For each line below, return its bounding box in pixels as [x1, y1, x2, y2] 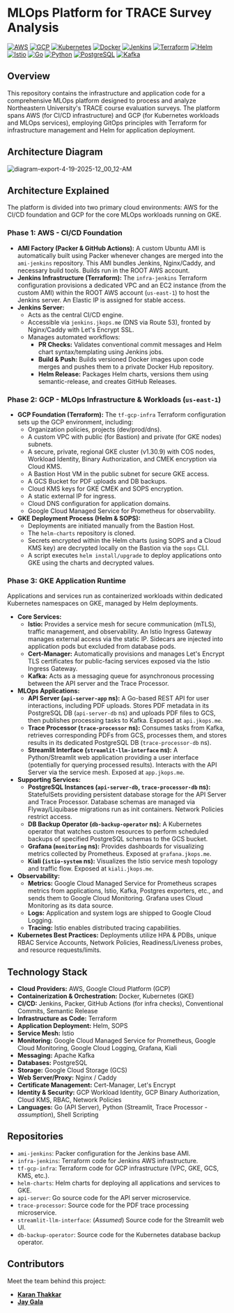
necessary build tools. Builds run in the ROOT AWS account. [17, 266, 190, 275]
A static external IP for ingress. [27, 491, 116, 500]
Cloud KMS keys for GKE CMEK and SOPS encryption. [27, 484, 184, 493]
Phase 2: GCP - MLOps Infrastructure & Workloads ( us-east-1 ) [7, 394, 221, 404]
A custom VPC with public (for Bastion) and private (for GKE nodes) [27, 432, 221, 440]
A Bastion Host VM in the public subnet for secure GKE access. [27, 469, 210, 478]
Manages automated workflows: [27, 332, 120, 341]
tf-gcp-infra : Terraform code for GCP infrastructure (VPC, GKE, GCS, [17, 1164, 219, 1172]
